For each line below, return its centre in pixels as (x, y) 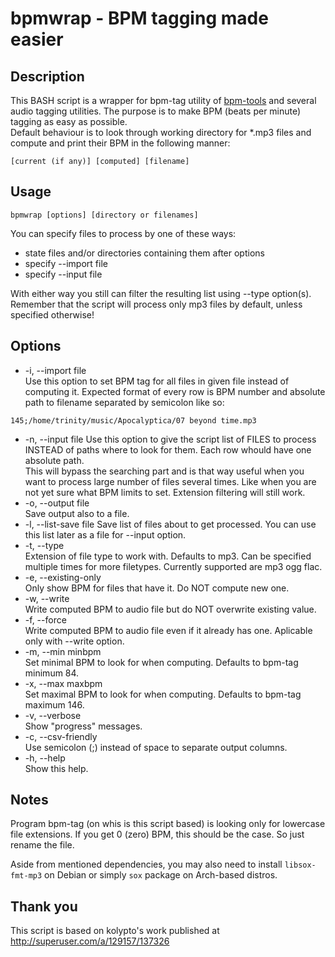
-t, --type (44, 545)
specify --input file (63, 274)
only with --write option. (74, 641)
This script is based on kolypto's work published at (115, 931)
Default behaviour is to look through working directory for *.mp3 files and (161, 132)
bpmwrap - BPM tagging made (139, 18)
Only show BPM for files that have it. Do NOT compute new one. (157, 588)
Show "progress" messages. (83, 726)
